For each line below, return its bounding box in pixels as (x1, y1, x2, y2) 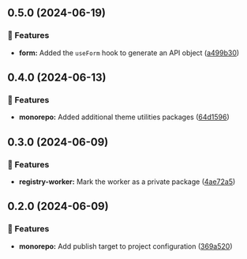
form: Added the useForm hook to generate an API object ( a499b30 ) (18, 47, 240, 58)
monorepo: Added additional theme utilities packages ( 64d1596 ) (18, 112, 230, 122)
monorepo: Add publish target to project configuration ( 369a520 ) (18, 241, 233, 251)
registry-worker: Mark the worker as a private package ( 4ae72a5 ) (18, 177, 236, 186)
